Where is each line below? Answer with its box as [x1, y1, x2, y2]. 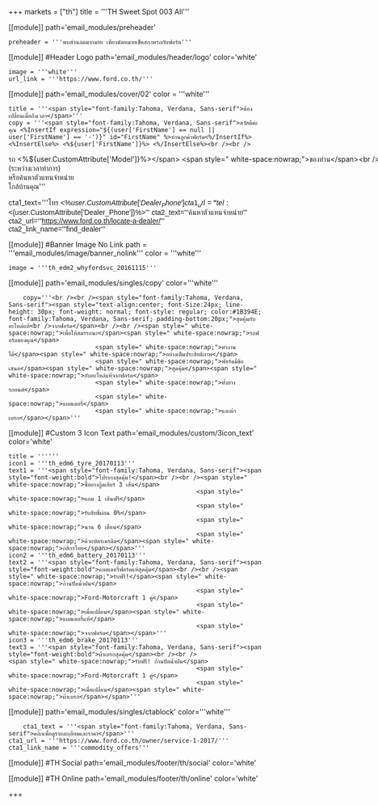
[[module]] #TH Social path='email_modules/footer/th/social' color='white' [8, 757, 257, 767]
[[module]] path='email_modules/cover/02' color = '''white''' [8, 89, 210, 99]
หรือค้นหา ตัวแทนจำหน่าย [8, 173, 74, 182]
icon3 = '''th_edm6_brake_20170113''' [8, 636, 139, 644]
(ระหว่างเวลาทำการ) [8, 163, 61, 173]
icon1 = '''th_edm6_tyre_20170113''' [8, 459, 136, 467]
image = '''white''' [8, 68, 78, 76]
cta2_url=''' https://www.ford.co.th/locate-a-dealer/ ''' [8, 216, 166, 225]
